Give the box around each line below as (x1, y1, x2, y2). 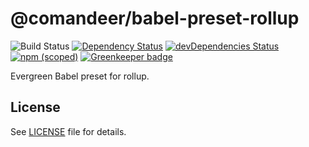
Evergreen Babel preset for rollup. (10, 70, 150, 82)
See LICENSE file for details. (10, 125, 127, 137)
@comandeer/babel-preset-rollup (10, 7, 300, 30)
